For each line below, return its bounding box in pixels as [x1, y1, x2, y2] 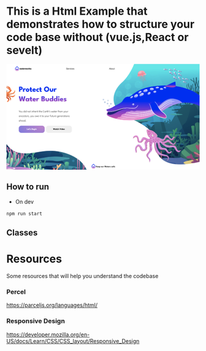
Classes [6, 228, 38, 238]
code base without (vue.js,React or [6, 31, 189, 44]
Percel [6, 287, 26, 296]
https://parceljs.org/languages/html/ [6, 301, 98, 309]
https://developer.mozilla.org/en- [6, 331, 90, 338]
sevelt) [6, 43, 43, 58]
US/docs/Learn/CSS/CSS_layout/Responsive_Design [6, 337, 140, 344]
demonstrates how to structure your [6, 17, 195, 31]
